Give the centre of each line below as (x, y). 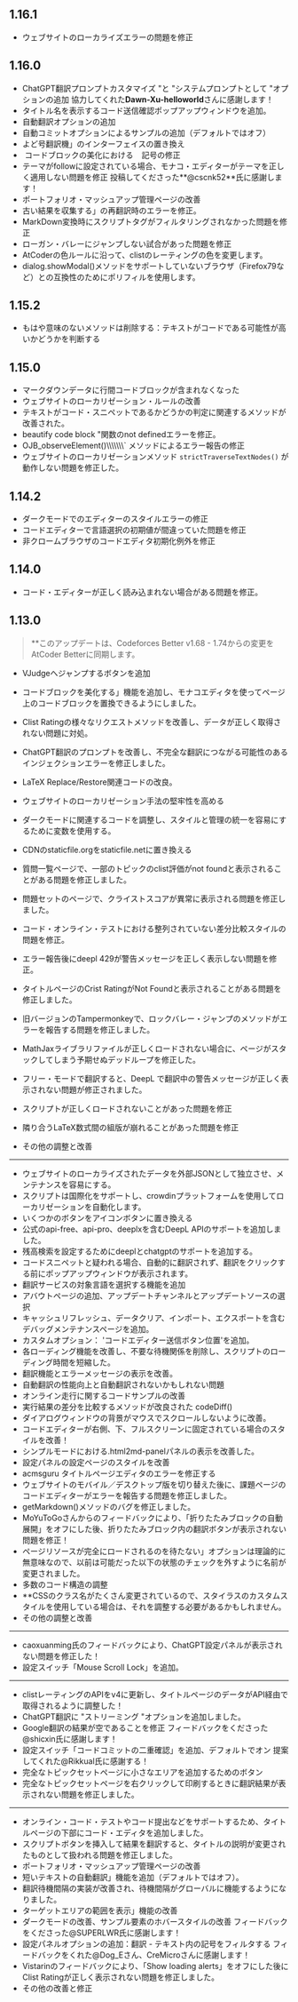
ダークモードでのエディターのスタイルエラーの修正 (115, 519)
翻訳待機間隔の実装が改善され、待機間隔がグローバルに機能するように (150, 1888)
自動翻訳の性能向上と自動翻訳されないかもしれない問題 (123, 1384)
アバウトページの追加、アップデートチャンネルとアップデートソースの (149, 1296)
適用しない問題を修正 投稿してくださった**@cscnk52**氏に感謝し (152, 177)
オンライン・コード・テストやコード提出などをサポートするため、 (142, 1822)
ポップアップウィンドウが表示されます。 (119, 1273)
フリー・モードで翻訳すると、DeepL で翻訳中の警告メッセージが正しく (151, 1078)
